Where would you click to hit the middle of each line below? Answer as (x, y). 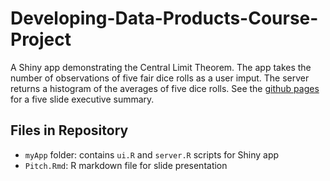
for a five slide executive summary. (82, 99)
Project (41, 39)
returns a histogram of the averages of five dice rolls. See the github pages (165, 88)
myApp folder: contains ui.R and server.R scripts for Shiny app (152, 154)
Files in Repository (69, 130)
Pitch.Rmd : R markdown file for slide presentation (126, 165)
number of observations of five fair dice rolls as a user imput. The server (160, 78)
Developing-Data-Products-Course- (164, 18)
